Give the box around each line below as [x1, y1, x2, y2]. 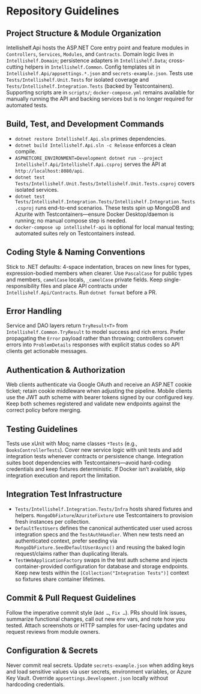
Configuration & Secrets [6, 645, 98, 656]
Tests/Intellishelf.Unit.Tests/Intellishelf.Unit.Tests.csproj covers [14, 179, 195, 187]
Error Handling [6, 306, 62, 316]
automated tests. [6, 102, 48, 109]
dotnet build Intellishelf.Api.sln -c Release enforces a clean [14, 141, 176, 149]
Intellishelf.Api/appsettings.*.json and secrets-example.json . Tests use [6, 70, 193, 76]
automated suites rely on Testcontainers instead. [14, 230, 136, 237]
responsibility [6, 282, 40, 289]
